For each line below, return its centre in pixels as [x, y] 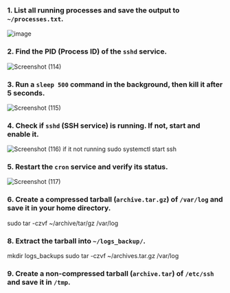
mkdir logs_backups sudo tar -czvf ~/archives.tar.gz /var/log [93, 256]
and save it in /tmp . [39, 282]
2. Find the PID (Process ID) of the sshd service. [87, 51]
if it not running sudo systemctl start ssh [120, 149]
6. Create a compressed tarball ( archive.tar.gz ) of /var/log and [115, 200]
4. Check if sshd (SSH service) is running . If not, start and [104, 126]
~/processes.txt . [35, 19]
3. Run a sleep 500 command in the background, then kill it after [115, 84]
